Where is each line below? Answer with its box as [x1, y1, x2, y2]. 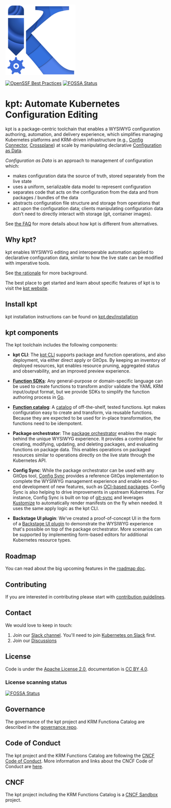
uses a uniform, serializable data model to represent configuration [12, 183, 151, 190]
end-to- [142, 478, 159, 484]
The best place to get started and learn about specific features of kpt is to [5, 280, 160, 286]
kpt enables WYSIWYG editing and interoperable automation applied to [5, 249, 154, 255]
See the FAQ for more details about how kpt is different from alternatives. [5, 220, 159, 226]
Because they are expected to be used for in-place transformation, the [12, 415, 161, 421]
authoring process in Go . [12, 394, 65, 400]
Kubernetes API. [12, 457, 47, 464]
